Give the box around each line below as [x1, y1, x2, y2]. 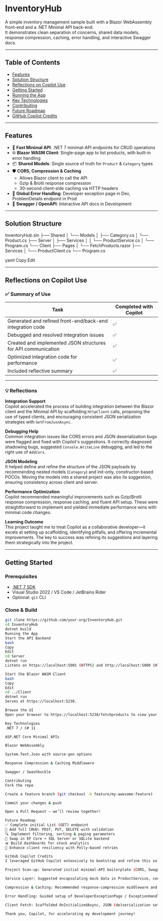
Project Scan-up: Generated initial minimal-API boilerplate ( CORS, [5, 867, 147, 872]
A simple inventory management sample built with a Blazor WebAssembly [5, 19, 152, 25]
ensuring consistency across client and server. [5, 480, 98, 485]
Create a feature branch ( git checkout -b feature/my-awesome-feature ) [5, 791, 153, 797]
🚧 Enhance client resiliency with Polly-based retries [5, 845, 118, 850]
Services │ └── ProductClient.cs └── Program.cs [5, 248, 106, 254]
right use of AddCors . [5, 449, 46, 455]
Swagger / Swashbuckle [5, 769, 51, 775]
